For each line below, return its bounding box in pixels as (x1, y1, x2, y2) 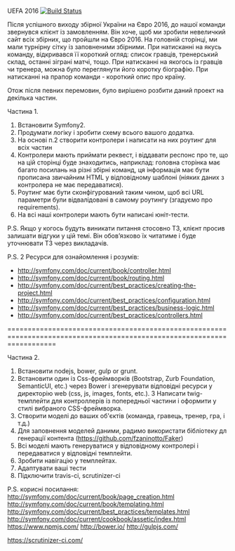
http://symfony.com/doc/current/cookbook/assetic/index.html (7, 515, 187, 523)
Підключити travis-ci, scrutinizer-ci (17, 472, 121, 479)
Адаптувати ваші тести (17, 464, 86, 472)
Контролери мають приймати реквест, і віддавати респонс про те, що (17, 151, 229, 159)
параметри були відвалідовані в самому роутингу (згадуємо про (17, 195, 213, 204)
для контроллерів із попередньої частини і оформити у (51, 397, 217, 405)
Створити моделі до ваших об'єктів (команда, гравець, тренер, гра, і (17, 412, 225, 420)
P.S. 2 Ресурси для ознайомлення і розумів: (7, 253, 139, 261)
